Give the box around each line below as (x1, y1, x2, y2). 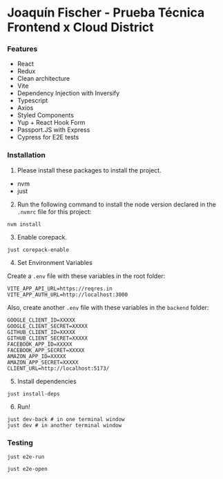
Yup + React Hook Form (17, 119, 86, 127)
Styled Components (17, 111, 75, 119)
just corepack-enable (7, 246, 70, 253)
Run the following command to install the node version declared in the (17, 200, 216, 208)
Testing (7, 438, 33, 447)
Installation (7, 150, 46, 160)
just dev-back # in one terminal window (7, 416, 126, 422)
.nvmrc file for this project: (17, 207, 92, 215)
